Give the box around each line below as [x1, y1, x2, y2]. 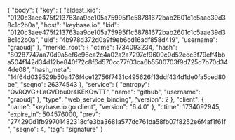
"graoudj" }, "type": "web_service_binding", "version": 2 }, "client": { [7, 95, 205, 104]
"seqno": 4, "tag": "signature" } [13, 125, 103, 133]
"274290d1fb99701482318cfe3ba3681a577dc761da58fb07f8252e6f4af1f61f [7, 118, 227, 125]
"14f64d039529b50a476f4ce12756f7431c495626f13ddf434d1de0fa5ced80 [7, 73, 226, 81]
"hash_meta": [32, 66, 72, 73]
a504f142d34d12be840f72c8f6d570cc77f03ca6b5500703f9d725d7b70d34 [7, 58, 228, 66]
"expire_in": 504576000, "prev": [7, 110, 100, 118]
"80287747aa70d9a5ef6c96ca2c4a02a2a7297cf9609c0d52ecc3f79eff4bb [7, 50, 226, 59]
